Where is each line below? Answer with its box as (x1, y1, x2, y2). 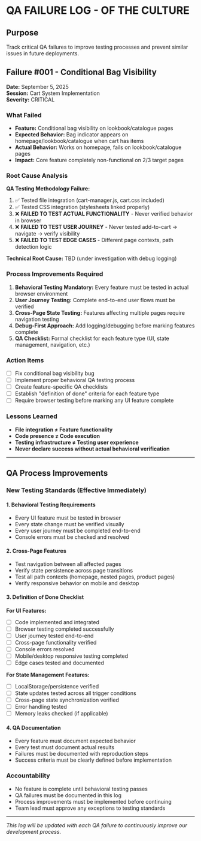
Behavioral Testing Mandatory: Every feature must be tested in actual (14, 284, 189, 291)
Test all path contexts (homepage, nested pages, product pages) (14, 573, 175, 580)
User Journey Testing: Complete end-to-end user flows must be (14, 296, 175, 303)
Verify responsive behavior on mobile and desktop (14, 580, 139, 587)
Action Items (6, 356, 44, 364)
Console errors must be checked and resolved (14, 533, 130, 541)
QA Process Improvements (6, 468, 108, 478)
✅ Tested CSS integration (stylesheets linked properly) (14, 204, 150, 211)
